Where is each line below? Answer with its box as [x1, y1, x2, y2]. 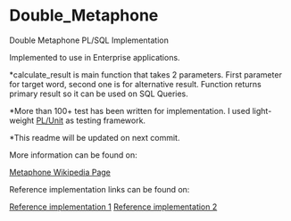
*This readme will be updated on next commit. [9, 132, 180, 143]
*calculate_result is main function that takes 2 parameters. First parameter [9, 69, 283, 80]
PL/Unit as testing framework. [36, 115, 145, 126]
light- [252, 105, 272, 116]
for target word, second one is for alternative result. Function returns [9, 78, 262, 89]
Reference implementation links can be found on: [9, 184, 190, 194]
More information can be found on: [9, 149, 137, 160]
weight [9, 115, 35, 126]
